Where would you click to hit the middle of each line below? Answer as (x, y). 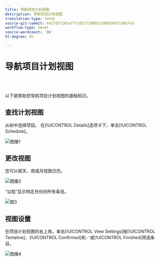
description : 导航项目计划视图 (34, 14)
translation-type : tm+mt (30, 19)
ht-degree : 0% (20, 37)
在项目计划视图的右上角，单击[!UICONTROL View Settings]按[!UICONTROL (80, 231)
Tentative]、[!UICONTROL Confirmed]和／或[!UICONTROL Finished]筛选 (78, 238)
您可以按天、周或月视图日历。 (35, 171)
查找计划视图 (24, 112)
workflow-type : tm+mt (27, 28)
